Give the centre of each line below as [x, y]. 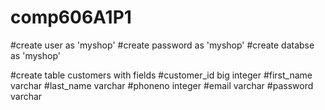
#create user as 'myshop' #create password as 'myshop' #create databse [162, 45]
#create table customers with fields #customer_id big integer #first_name [161, 75]
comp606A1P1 [71, 17]
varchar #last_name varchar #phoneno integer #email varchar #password [162, 85]
